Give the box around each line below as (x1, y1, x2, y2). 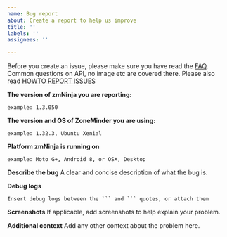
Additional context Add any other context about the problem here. (7, 222, 200, 230)
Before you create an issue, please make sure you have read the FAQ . (7, 62, 209, 70)
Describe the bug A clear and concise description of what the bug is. (7, 168, 208, 177)
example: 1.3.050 (7, 104, 58, 111)
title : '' (7, 23, 37, 30)
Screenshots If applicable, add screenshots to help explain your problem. (7, 208, 221, 217)
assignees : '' (7, 37, 49, 44)
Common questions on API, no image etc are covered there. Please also (7, 70, 216, 78)
